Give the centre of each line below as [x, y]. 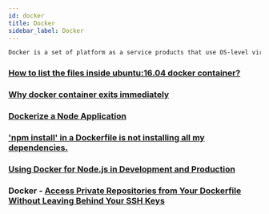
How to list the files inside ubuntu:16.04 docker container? [124, 73]
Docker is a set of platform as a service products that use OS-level [128, 53]
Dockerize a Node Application [67, 116]
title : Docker [32, 23]
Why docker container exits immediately [89, 95]
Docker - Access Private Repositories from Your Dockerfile [125, 191]
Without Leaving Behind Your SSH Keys [87, 200]
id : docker [26, 16]
